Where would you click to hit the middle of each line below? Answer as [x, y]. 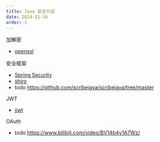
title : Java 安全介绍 [31, 11]
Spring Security [33, 75]
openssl [24, 51]
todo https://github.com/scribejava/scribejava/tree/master [84, 88]
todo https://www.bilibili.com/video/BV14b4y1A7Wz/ [77, 133]
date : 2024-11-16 [27, 17]
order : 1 [17, 22]
